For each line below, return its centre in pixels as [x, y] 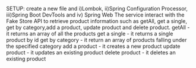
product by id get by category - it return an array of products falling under [97, 40]
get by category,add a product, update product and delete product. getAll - [98, 27]
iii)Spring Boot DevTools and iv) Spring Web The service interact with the [95, 15]
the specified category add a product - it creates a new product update [93, 46]
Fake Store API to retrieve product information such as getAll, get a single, [97, 21]
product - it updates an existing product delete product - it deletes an [91, 52]
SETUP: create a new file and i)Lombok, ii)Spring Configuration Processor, [97, 9]
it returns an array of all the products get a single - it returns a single [90, 34]
